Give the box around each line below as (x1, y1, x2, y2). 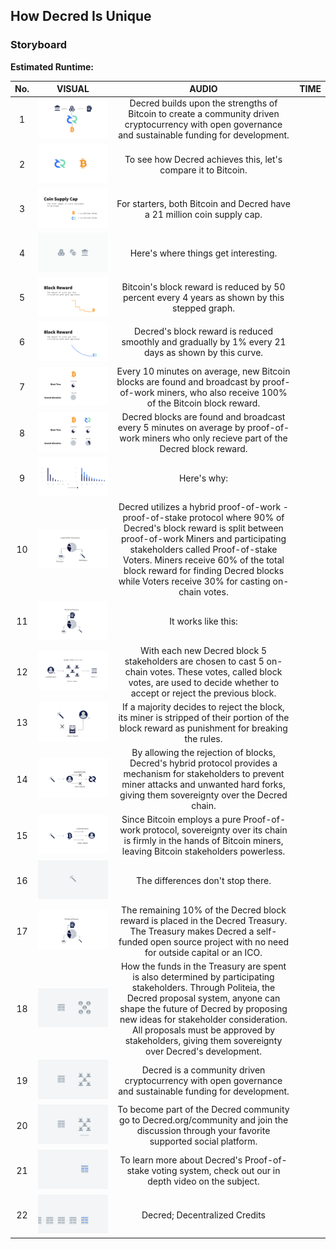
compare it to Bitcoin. (159, 164, 248, 176)
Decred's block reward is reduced (133, 325, 274, 338)
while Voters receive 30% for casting (118, 575, 271, 588)
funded (118, 935, 149, 948)
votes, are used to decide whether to (128, 676, 280, 688)
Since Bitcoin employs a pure (121, 814, 242, 826)
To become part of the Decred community (117, 1104, 290, 1116)
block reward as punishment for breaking (119, 722, 288, 734)
